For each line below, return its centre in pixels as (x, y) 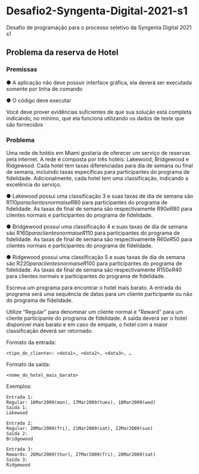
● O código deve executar (39, 100)
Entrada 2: (20, 423)
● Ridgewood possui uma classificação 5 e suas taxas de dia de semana (96, 257)
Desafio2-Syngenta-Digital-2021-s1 (97, 11)
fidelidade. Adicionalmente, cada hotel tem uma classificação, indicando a (97, 178)
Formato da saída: (28, 364)
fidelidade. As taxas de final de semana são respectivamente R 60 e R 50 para (99, 239)
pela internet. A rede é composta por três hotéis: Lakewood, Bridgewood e (98, 159)
